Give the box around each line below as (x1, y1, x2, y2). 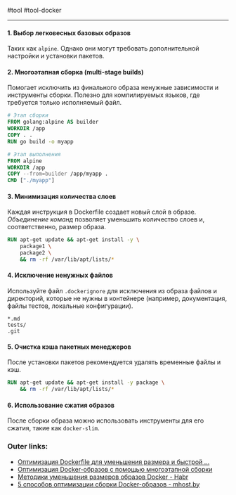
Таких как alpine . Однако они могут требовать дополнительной (7, 44, 199, 53)
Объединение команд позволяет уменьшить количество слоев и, (7, 215, 205, 224)
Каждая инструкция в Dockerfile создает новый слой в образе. (7, 207, 197, 217)
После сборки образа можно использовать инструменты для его (7, 416, 204, 425)
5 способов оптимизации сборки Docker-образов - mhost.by (17, 480, 200, 488)
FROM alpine (7, 157, 42, 165)
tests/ (7, 321, 27, 329)
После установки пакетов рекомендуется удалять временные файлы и (7, 358, 221, 366)
